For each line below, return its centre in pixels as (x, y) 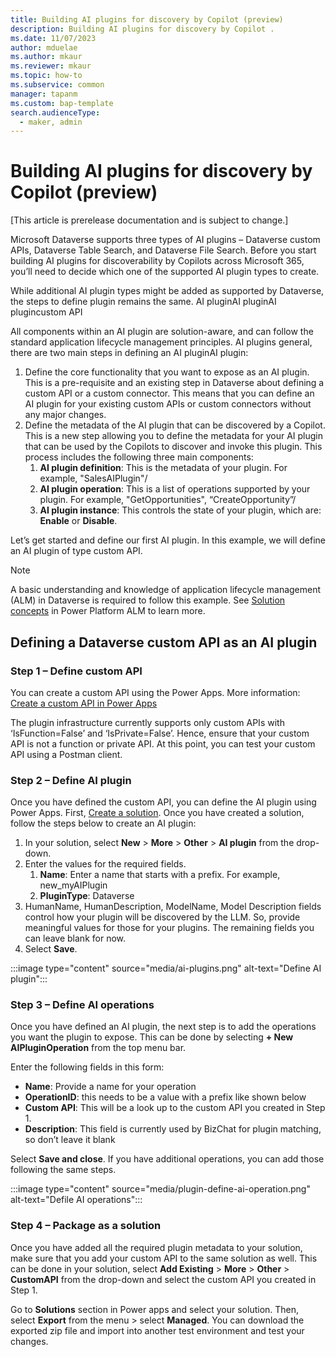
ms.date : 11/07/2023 (53, 38)
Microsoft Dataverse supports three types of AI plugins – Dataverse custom (165, 240)
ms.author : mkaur (46, 57)
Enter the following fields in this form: (87, 1067)
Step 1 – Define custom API (76, 671)
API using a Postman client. (66, 754)
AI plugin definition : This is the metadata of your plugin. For (163, 468)
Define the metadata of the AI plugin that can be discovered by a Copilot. (175, 425)
